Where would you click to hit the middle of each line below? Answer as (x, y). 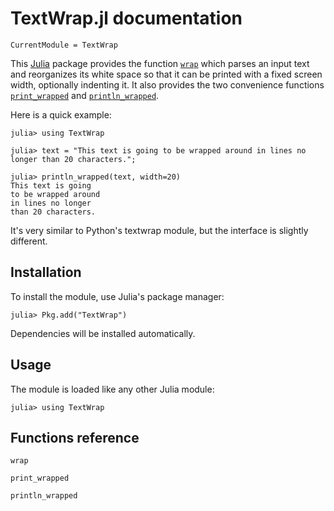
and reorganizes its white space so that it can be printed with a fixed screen (166, 74)
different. (29, 241)
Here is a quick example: (61, 114)
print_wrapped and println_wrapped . (85, 95)
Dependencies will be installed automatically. (103, 333)
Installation (46, 272)
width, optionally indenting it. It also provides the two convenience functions (167, 84)
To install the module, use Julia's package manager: (117, 296)
